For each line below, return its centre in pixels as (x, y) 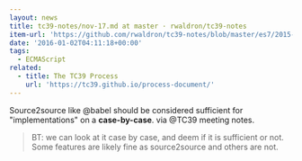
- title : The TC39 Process (68, 76)
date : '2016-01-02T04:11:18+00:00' (76, 43)
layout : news (34, 18)
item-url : (28, 34)
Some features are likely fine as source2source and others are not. (155, 147)
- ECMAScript (42, 59)
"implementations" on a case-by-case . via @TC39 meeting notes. (132, 120)
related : (26, 68)
